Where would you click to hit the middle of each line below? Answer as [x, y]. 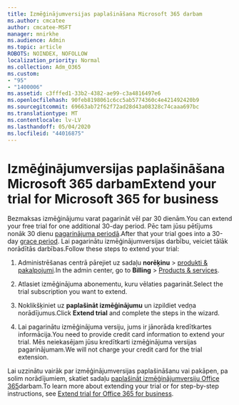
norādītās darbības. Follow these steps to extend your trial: [93, 249]
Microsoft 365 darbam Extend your [112, 184]
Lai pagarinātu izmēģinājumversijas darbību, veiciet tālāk [144, 241]
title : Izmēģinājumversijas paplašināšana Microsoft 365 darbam [105, 14]
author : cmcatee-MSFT [40, 27]
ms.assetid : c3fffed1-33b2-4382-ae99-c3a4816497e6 [84, 93]
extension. [33, 357]
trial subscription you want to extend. [72, 292]
